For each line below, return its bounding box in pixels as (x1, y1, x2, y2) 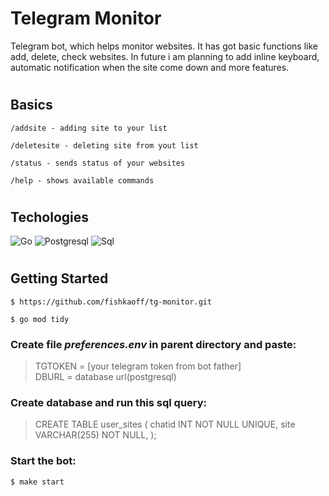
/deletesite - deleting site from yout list (10, 140, 199, 151)
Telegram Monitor (10, 7, 162, 30)
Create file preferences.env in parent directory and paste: (10, 337, 297, 351)
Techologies (10, 208, 89, 226)
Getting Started (10, 270, 109, 287)
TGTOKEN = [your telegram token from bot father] (34, 360, 242, 372)
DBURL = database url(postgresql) (34, 371, 177, 383)
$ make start (10, 477, 65, 487)
